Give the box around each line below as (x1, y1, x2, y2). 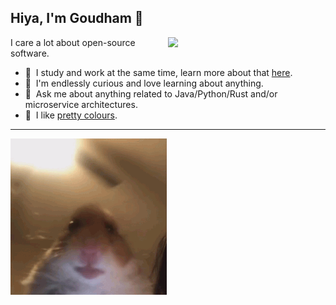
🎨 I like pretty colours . (24, 109, 118, 121)
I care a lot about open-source (10, 36, 136, 48)
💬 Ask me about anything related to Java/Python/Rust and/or (24, 87, 278, 100)
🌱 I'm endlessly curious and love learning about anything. (24, 77, 264, 89)
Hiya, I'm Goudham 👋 (10, 10, 144, 27)
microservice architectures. (24, 98, 138, 110)
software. (10, 47, 50, 59)
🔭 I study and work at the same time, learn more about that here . (24, 66, 293, 78)
